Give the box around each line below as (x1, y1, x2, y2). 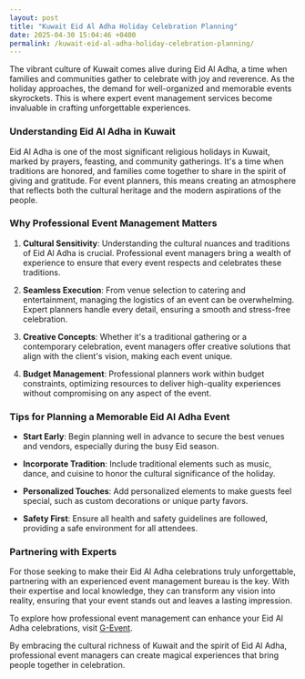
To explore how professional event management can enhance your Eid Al (9, 612, 284, 624)
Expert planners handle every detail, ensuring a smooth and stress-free (22, 303, 291, 314)
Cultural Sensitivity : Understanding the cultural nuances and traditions (22, 238, 290, 249)
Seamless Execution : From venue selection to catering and (22, 284, 246, 295)
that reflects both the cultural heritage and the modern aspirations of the (9, 184, 281, 196)
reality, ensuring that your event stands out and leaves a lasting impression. (9, 595, 293, 606)
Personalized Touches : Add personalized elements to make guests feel (22, 486, 292, 497)
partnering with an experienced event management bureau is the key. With (9, 576, 290, 587)
